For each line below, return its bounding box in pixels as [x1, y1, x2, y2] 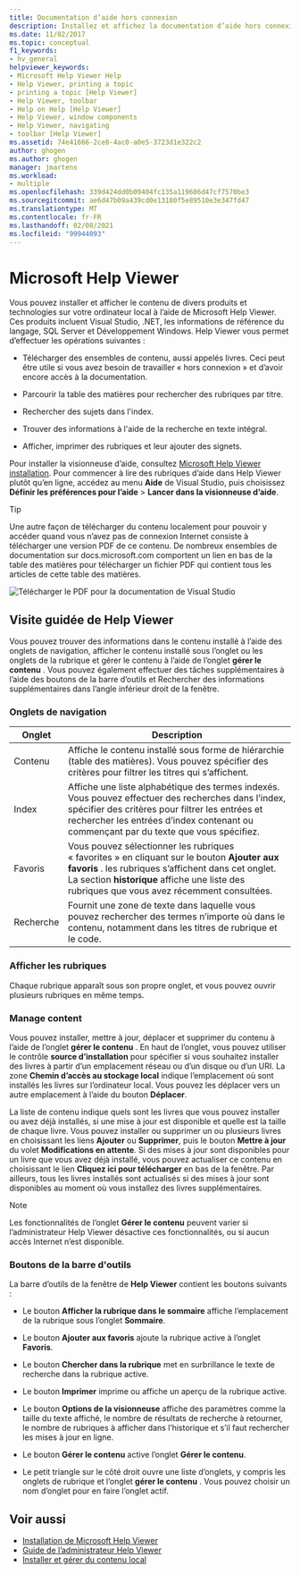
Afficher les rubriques [9, 960, 107, 972]
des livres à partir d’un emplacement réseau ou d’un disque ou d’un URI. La [9, 1061, 286, 1071]
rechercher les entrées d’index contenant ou [68, 815, 254, 827]
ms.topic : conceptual [9, 38, 90, 47]
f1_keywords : [9, 47, 58, 55]
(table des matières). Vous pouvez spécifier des [68, 755, 269, 767]
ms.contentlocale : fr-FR [9, 212, 102, 222]
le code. [68, 933, 102, 945]
